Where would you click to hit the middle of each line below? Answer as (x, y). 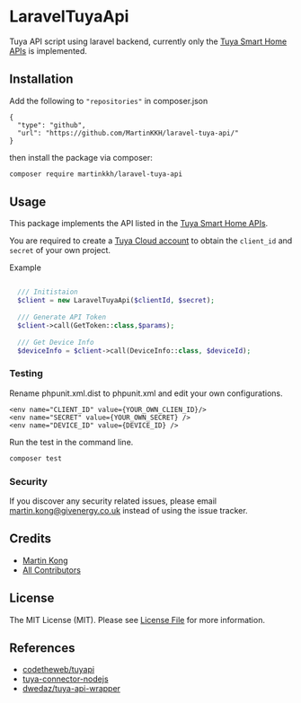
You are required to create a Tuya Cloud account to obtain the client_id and (151, 241)
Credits (31, 539)
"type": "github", (52, 125)
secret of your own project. (60, 250)
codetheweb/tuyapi (58, 670)
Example (26, 268)
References (42, 648)
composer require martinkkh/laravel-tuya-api (96, 174)
